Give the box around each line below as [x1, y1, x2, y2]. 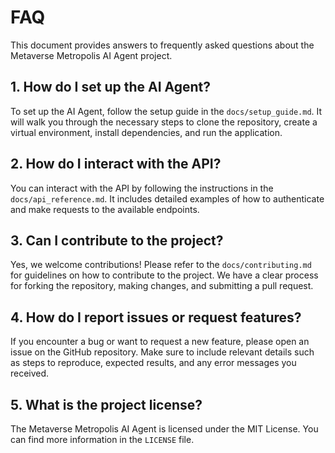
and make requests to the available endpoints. [10, 203, 200, 215]
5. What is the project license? [10, 396, 203, 413]
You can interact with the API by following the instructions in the [10, 182, 274, 194]
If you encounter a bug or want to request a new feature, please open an [10, 336, 310, 348]
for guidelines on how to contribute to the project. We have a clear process [10, 269, 319, 281]
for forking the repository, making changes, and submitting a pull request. [10, 280, 314, 292]
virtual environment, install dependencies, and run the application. [10, 126, 283, 138]
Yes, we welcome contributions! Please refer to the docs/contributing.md [10, 259, 312, 271]
